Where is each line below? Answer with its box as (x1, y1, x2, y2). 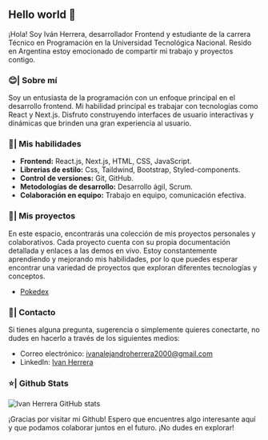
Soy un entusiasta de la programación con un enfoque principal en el (8, 93, 236, 102)
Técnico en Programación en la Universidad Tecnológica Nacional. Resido (8, 38, 252, 47)
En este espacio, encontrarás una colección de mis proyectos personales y (8, 229, 256, 238)
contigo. (8, 54, 36, 64)
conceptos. (8, 271, 46, 281)
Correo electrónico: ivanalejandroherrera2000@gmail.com (19, 349, 214, 358)
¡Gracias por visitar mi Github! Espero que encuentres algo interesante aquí (8, 414, 256, 424)
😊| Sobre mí (8, 74, 58, 86)
